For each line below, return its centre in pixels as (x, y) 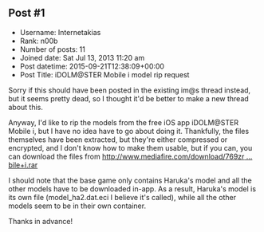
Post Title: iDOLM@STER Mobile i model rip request (104, 74)
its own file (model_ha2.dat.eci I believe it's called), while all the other (122, 197)
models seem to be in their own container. (77, 206)
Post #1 (27, 13)
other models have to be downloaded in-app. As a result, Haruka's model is (132, 189)
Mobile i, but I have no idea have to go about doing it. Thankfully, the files (129, 131)
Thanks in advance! (41, 221)
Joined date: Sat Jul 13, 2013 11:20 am (82, 57)
